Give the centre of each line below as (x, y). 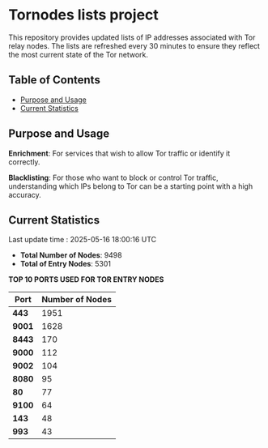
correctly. (24, 162)
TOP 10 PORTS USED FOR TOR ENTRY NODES (86, 279)
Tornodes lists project (84, 15)
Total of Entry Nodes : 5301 (66, 264)
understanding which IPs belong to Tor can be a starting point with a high (131, 186)
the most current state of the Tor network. (78, 54)
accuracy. (25, 194)
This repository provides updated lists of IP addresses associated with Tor (132, 37)
